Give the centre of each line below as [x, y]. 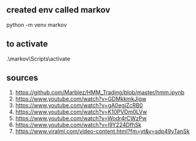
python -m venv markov [37, 24]
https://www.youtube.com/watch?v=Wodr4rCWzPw [81, 118]
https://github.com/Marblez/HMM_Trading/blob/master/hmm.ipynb [100, 92]
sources [22, 78]
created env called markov [58, 10]
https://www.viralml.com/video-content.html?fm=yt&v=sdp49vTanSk [102, 131]
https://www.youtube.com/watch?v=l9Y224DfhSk [78, 125]
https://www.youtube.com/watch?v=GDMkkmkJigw [80, 99]
